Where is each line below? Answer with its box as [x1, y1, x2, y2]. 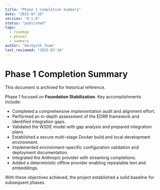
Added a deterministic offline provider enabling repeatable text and [12, 160, 146, 166]
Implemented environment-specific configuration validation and [12, 144, 139, 150]
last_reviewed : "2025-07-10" [5, 47, 64, 52]
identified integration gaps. [12, 119, 66, 125]
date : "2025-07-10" [5, 12, 44, 16]
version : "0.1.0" [5, 16, 40, 21]
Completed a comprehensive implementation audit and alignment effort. [12, 109, 156, 114]
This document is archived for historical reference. [5, 84, 106, 90]
